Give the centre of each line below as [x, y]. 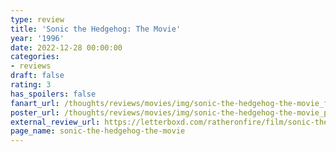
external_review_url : [55, 122]
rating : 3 [31, 85]
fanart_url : [35, 103]
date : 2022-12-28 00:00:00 [66, 47]
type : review [37, 19]
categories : [35, 57]
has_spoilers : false [53, 94]
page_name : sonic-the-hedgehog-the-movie [98, 131]
